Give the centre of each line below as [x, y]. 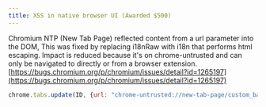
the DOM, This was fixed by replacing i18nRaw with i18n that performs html [130, 46]
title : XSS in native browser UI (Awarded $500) [90, 15]
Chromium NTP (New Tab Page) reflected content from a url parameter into [131, 38]
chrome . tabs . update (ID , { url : [58, 95]
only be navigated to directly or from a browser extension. [103, 63]
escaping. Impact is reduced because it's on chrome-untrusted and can [125, 55]
